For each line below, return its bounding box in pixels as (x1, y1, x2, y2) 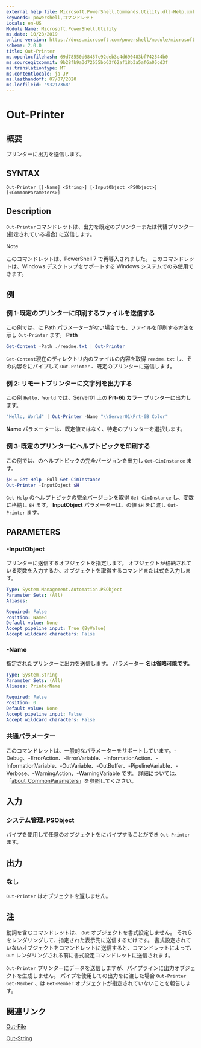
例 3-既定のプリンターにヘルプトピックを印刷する (6, 442, 150, 451)
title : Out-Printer (6, 48, 55, 54)
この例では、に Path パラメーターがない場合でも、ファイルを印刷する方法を (6, 324, 194, 331)
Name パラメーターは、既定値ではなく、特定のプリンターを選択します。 (6, 425, 186, 432)
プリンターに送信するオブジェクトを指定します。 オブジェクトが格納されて (6, 559, 192, 567)
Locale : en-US (6, 20, 42, 26)
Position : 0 (6, 699, 36, 706)
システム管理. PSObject (6, 816, 75, 825)
